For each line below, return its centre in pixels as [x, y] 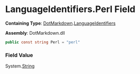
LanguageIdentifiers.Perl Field [70, 9]
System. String [20, 66]
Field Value [19, 55]
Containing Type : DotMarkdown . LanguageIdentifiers [60, 23]
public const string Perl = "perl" [43, 42]
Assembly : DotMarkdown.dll [35, 33]
